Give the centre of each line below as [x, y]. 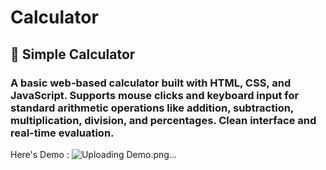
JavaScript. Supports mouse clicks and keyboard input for [155, 95]
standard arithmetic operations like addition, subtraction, [152, 108]
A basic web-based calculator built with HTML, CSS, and [151, 83]
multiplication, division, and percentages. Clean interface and [163, 120]
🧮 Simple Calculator [73, 54]
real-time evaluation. [62, 133]
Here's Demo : [40, 154]
